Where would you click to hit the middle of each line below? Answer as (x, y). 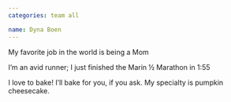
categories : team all (44, 15)
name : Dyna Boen (35, 29)
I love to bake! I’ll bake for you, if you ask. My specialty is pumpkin (116, 82)
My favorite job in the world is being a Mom (79, 52)
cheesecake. (29, 90)
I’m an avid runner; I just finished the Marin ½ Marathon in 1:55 (109, 67)
